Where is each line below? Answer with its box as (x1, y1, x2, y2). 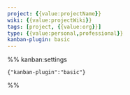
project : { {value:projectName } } (7, 10, 101, 17)
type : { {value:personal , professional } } (7, 29, 124, 37)
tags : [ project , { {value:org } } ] (7, 23, 101, 30)
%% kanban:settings (7, 55, 68, 64)
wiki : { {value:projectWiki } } (7, 17, 92, 24)
